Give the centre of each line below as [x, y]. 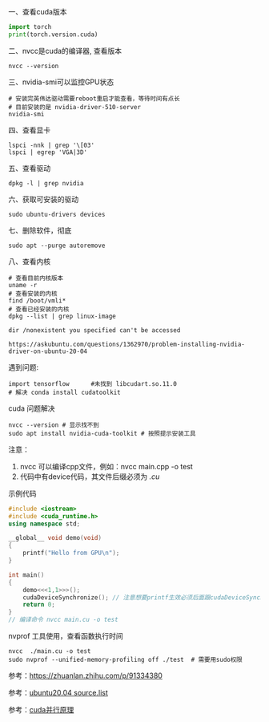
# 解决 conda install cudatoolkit [65, 392]
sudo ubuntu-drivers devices [57, 214]
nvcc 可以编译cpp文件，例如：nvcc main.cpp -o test [106, 466]
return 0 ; [39, 605]
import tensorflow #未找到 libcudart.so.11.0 [93, 383]
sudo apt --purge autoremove [57, 245]
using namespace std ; [44, 524]
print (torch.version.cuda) [53, 34]
